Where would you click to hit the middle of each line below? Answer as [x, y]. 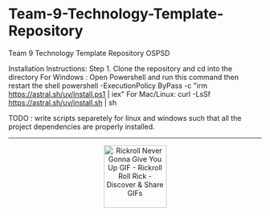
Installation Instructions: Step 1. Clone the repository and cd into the [121, 68]
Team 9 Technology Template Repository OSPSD [89, 53]
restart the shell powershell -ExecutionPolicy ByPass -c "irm [108, 86]
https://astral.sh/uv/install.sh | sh [63, 102]
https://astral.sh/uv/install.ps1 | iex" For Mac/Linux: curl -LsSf [110, 94]
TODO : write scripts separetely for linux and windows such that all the [125, 118]
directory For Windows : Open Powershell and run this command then [124, 77]
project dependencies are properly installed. [82, 126]
